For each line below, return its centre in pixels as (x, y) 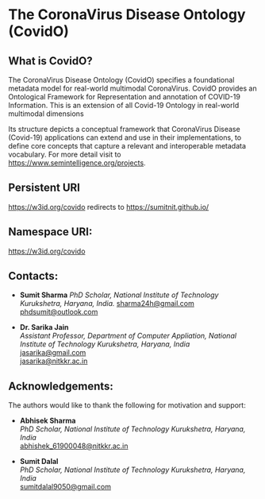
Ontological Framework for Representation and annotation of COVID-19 (124, 97)
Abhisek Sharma (48, 421)
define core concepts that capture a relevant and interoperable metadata (127, 146)
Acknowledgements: (61, 386)
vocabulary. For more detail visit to (65, 154)
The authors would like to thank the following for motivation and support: (127, 405)
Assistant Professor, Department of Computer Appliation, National (128, 336)
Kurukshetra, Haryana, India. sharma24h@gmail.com (107, 304)
